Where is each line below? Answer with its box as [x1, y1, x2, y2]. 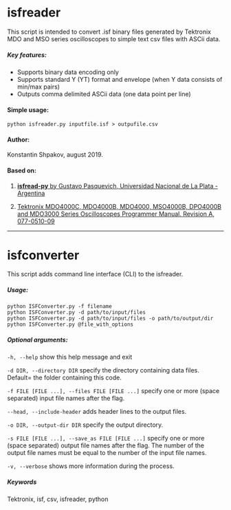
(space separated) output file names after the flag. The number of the [7, 441, 205, 450]
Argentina [16, 189, 45, 197]
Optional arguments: [7, 335, 68, 344]
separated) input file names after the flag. [7, 394, 125, 403]
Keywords [7, 478, 37, 486]
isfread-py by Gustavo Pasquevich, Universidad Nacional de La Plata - [16, 181, 219, 190]
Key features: [7, 50, 47, 59]
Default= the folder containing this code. [7, 373, 122, 382]
